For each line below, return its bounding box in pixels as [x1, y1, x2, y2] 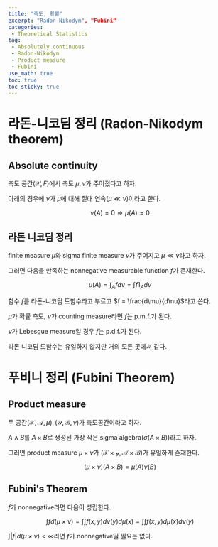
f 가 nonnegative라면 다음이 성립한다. [8, 502, 111, 511]
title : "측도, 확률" [8, 10, 63, 18]
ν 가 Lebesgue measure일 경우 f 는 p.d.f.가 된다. [8, 327, 142, 335]
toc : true [8, 76, 38, 84]
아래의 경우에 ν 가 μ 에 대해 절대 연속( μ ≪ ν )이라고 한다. [8, 195, 161, 203]
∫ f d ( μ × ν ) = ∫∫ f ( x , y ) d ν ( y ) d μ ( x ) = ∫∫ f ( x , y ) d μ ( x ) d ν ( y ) [45, 516, 195, 526]
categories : [8, 23, 43, 31]
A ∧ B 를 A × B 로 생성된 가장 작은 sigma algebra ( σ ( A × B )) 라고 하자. [8, 433, 197, 441]
